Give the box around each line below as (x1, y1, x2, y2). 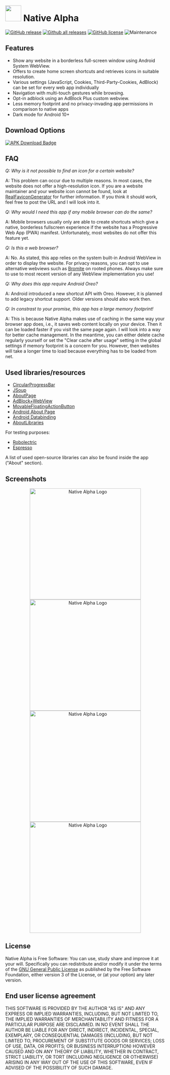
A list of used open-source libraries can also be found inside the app (5, 455, 149, 461)
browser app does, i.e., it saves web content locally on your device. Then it (5, 321, 162, 327)
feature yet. (5, 235, 29, 241)
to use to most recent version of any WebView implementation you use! (5, 271, 154, 277)
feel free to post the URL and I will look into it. (5, 199, 100, 205)
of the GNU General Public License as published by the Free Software (5, 966, 151, 972)
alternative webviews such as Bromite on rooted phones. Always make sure (5, 266, 163, 272)
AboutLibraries (12, 420, 44, 426)
